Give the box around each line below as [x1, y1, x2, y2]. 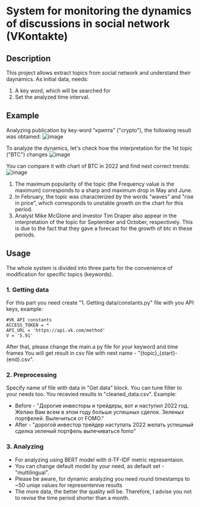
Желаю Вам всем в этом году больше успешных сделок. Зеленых [14, 408, 184, 416]
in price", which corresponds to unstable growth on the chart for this [14, 199, 184, 207]
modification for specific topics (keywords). [6, 271, 113, 278]
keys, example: [6, 305, 44, 312]
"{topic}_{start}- [137, 349, 178, 357]
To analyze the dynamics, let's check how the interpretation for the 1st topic [6, 145, 193, 152]
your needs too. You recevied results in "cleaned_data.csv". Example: [6, 391, 177, 398]
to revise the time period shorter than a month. [14, 494, 130, 501]
